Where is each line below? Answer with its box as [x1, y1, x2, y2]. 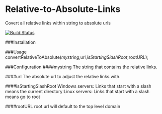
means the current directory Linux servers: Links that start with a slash [5, 88, 150, 94]
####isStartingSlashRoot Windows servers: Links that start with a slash [5, 83, 152, 89]
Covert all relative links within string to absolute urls [5, 20, 111, 26]
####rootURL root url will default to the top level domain [5, 103, 121, 109]
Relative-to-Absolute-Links [5, 3, 121, 15]
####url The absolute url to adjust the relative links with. [5, 73, 121, 79]
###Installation [5, 39, 36, 45]
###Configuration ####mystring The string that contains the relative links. [5, 64, 158, 70]
